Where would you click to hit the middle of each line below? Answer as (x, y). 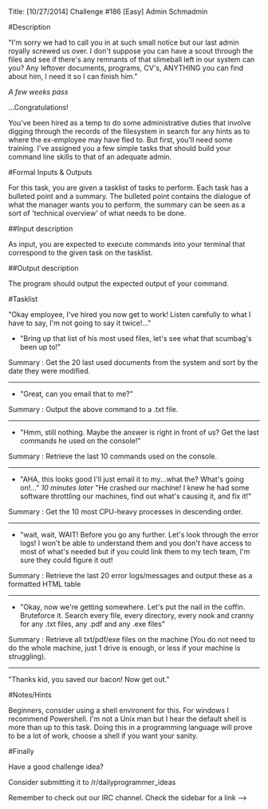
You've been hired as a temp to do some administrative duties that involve (130, 123)
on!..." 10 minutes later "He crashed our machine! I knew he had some (134, 488)
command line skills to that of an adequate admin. (90, 157)
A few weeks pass (38, 92)
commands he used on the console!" (80, 441)
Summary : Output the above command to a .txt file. (93, 409)
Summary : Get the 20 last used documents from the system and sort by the (133, 362)
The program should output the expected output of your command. (118, 284)
